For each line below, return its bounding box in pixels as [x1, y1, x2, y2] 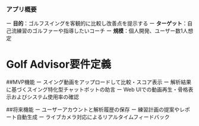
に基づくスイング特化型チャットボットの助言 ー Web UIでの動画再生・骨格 [6, 86, 188, 93]
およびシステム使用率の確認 [11, 93, 79, 100]
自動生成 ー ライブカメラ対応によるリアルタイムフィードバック [16, 114, 170, 121]
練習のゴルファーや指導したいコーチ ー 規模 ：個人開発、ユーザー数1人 [16, 27, 188, 34]
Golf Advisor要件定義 [6, 58, 112, 71]
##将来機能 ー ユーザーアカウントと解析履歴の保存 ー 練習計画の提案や [6, 106, 180, 114]
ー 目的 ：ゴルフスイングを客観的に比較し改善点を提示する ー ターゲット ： [6, 20, 188, 27]
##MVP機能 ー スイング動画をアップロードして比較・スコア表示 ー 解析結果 [6, 78, 192, 86]
